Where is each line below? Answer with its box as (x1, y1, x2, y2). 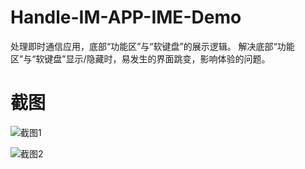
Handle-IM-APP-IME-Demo (10, 6, 242, 29)
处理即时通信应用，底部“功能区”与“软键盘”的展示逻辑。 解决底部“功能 (10, 40, 295, 52)
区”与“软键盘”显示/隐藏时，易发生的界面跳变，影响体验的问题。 (10, 52, 271, 65)
